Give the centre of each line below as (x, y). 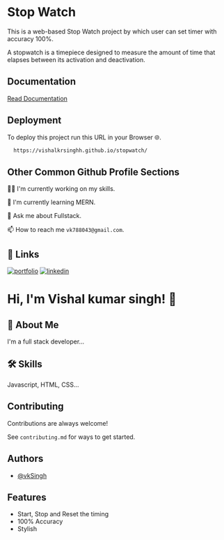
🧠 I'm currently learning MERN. (51, 202)
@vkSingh (32, 475)
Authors (25, 459)
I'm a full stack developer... (46, 341)
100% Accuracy (40, 522)
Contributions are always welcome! (58, 423)
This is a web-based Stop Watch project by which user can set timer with (112, 31)
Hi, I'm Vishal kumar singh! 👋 (92, 299)
